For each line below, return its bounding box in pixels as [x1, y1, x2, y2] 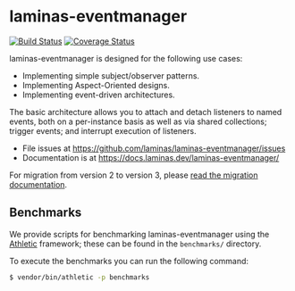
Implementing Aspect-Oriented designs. [21, 79, 170, 90]
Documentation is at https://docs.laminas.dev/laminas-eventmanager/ [21, 152, 280, 162]
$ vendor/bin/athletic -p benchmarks [9, 272, 150, 282]
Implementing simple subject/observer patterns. [21, 70, 199, 81]
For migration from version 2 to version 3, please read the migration [9, 170, 258, 180]
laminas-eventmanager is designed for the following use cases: [9, 53, 243, 63]
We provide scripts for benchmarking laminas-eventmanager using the [9, 229, 270, 239]
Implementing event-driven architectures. [21, 89, 176, 100]
